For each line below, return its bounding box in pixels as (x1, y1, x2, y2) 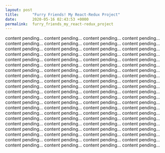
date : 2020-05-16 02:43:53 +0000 (5, 17, 89, 22)
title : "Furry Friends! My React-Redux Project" (5, 12, 121, 17)
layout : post (5, 7, 33, 13)
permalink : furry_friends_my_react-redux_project (5, 21, 114, 27)
